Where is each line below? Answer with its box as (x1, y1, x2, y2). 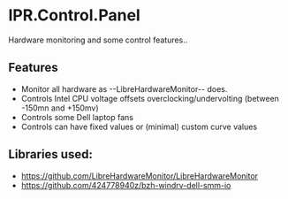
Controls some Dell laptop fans (20, 111, 134, 122)
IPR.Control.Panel (8, 5, 140, 26)
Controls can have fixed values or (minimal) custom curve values (20, 121, 258, 132)
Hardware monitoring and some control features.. (8, 34, 188, 45)
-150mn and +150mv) (20, 103, 99, 113)
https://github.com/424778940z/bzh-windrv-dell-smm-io (20, 180, 231, 190)
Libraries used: (8, 147, 94, 162)
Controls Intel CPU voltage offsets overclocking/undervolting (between (20, 93, 280, 103)
